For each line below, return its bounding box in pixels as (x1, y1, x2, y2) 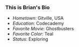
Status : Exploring (12, 36, 49, 42)
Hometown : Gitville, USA (12, 15, 64, 21)
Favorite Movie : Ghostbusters (12, 26, 74, 32)
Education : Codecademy (12, 20, 64, 26)
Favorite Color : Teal (12, 31, 54, 37)
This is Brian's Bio (5, 4, 50, 11)
